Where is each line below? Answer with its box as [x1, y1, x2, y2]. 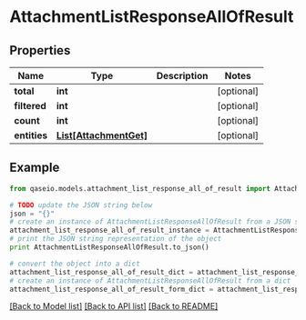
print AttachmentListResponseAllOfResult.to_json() [9, 243, 209, 252]
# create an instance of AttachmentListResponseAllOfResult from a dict [9, 275, 291, 285]
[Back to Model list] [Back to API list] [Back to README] [9, 301, 219, 312]
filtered [14, 100, 47, 112]
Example [9, 160, 60, 175]
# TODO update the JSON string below [9, 200, 153, 210]
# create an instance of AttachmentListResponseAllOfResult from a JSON [9, 217, 291, 226]
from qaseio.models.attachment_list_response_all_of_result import [9, 184, 271, 193]
